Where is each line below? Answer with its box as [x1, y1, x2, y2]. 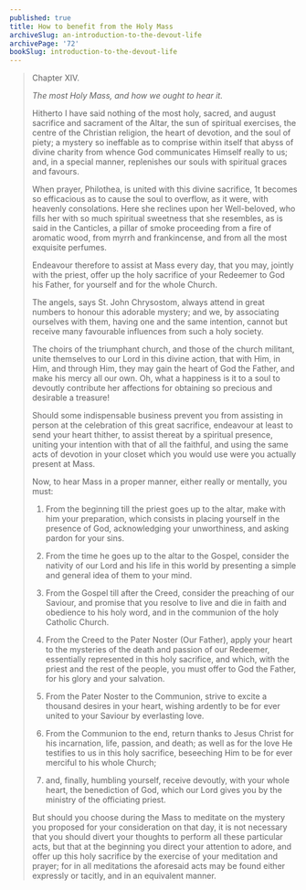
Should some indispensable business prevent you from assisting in [31, 410, 283, 421]
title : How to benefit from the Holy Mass [9, 22, 174, 31]
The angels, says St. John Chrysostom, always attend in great [31, 297, 265, 308]
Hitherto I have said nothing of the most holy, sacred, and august [31, 108, 277, 119]
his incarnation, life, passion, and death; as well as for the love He [45, 737, 293, 749]
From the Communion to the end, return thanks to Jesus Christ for [45, 728, 294, 739]
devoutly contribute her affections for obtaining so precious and [31, 383, 273, 394]
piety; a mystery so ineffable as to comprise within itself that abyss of [31, 137, 294, 148]
